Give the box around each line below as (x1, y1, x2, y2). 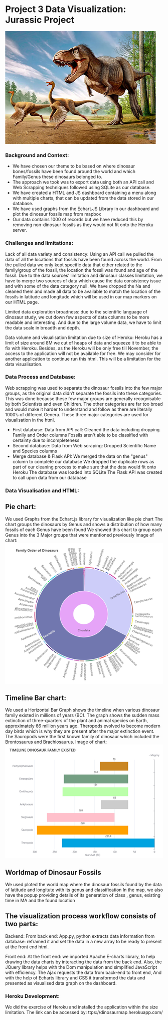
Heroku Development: (5, 992, 60, 999)
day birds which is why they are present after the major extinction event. (5, 728, 154, 734)
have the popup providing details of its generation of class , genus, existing (5, 892, 160, 898)
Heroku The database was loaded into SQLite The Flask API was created (12, 469, 163, 475)
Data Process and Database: (5, 374, 76, 381)
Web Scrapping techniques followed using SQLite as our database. (12, 185, 151, 191)
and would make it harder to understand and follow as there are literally (5, 406, 152, 412)
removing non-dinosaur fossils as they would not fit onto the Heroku (12, 222, 154, 228)
